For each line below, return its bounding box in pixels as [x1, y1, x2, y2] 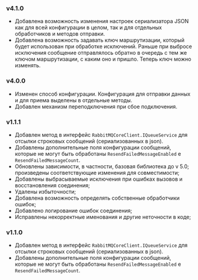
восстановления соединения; [14, 181, 90, 188]
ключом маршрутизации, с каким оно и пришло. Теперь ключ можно [14, 55, 191, 63]
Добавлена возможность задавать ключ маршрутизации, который [14, 37, 185, 44]
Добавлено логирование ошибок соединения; [14, 207, 132, 214]
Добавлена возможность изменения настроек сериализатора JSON [14, 18, 189, 25]
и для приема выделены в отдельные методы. [14, 96, 132, 103]
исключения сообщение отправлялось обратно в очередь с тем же [14, 49, 187, 56]
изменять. [14, 62, 41, 69]
